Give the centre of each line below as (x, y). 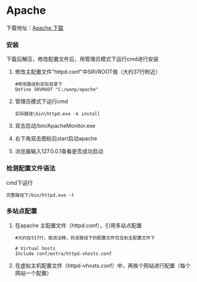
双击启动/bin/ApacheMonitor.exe (55, 126)
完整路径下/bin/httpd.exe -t (40, 195)
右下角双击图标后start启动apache (56, 139)
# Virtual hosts (35, 248)
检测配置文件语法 (31, 169)
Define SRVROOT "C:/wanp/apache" (57, 90)
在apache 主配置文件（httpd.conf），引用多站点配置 (78, 225)
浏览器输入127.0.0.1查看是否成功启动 (59, 151)
